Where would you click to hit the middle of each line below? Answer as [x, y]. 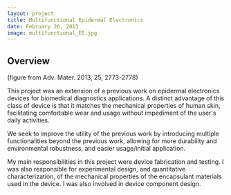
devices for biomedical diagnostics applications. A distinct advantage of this [116, 98]
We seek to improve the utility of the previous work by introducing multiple [113, 134]
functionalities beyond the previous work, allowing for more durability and [112, 141]
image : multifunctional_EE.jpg [52, 33]
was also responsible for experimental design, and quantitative [96, 169]
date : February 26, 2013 [43, 26]
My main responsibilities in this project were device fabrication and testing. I [115, 162]
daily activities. [28, 120]
